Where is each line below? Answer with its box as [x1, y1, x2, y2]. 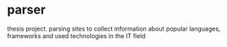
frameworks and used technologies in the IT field [7, 31, 146, 40]
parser [7, 2, 46, 18]
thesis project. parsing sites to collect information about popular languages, [7, 25, 221, 33]
